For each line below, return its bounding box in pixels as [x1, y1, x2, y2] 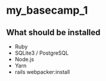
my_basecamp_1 [6, 4, 88, 17]
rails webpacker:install [14, 68, 70, 75]
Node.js [14, 56, 35, 63]
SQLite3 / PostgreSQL [14, 49, 69, 57]
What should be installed [6, 27, 101, 38]
